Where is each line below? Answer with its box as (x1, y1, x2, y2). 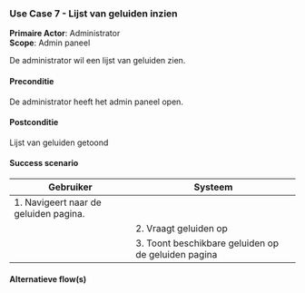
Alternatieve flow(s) (9, 273, 87, 284)
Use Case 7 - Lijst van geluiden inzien (9, 7, 179, 20)
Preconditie (9, 75, 54, 86)
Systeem (193, 181, 233, 193)
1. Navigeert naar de (14, 196, 102, 209)
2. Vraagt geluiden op (135, 221, 229, 234)
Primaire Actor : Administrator (9, 28, 121, 39)
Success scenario (9, 158, 79, 169)
